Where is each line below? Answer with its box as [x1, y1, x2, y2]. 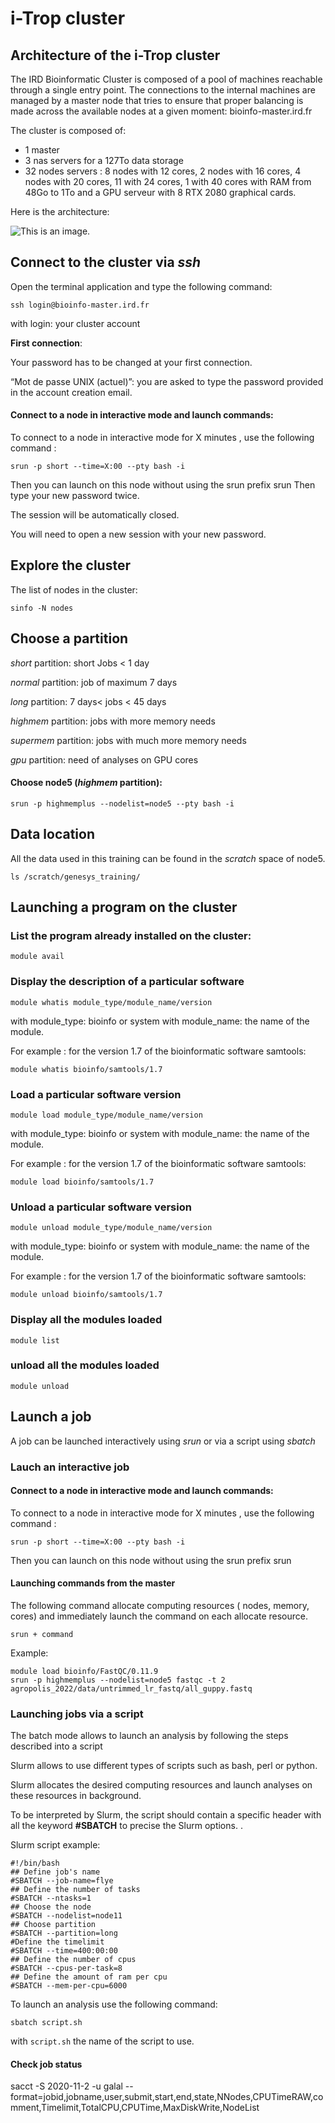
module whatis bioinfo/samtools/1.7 [10, 1064, 163, 1074]
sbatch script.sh [10, 2018, 83, 2028]
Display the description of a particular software [10, 975, 245, 989]
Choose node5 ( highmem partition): [10, 777, 163, 789]
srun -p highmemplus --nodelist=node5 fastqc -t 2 [10, 1675, 226, 1685]
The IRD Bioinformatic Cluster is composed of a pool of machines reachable [10, 73, 323, 85]
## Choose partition [10, 1920, 97, 1930]
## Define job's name [10, 1867, 101, 1877]
